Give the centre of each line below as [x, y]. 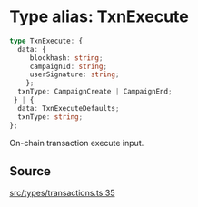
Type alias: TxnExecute [99, 17]
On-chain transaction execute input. [77, 143]
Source [30, 171]
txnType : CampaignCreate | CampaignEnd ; [95, 92]
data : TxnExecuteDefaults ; [69, 108]
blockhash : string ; [66, 58]
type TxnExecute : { [46, 41]
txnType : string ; [50, 117]
